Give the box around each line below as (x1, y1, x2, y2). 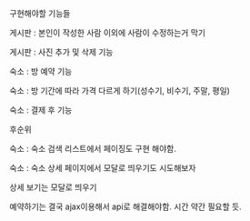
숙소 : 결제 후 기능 (9, 105, 73, 116)
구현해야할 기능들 (9, 8, 71, 18)
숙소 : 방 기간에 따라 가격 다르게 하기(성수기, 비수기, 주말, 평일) (9, 85, 230, 95)
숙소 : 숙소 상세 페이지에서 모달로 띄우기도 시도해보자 (9, 163, 196, 173)
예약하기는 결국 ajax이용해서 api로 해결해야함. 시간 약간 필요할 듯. (9, 201, 243, 212)
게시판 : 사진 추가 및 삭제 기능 (9, 46, 114, 57)
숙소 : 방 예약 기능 (9, 66, 73, 76)
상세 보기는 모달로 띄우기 (9, 182, 97, 193)
